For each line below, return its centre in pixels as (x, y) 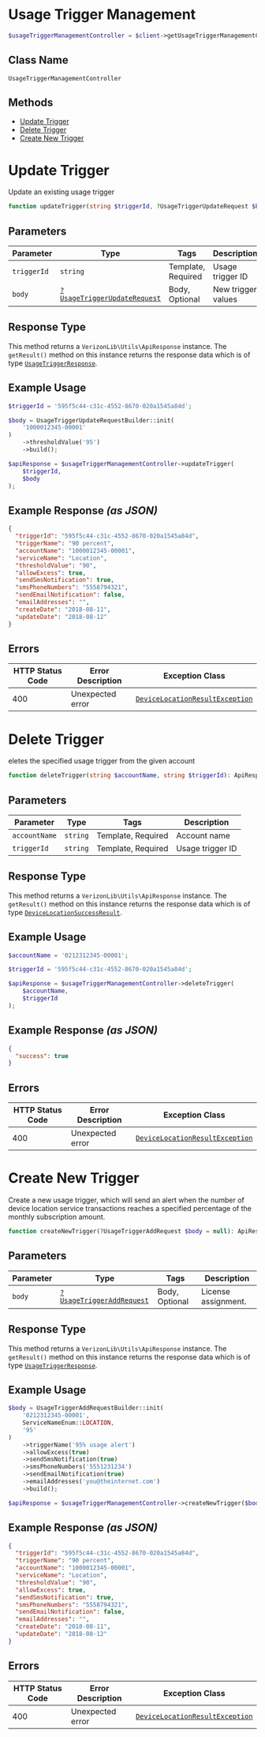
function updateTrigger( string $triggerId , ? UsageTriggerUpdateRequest (128, 207)
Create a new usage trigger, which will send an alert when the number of (126, 1200)
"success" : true (42, 1056)
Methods (31, 103)
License (216, 1291)
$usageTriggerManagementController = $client (84, 36)
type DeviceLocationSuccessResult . (65, 912)
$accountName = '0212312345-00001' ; (68, 955)
